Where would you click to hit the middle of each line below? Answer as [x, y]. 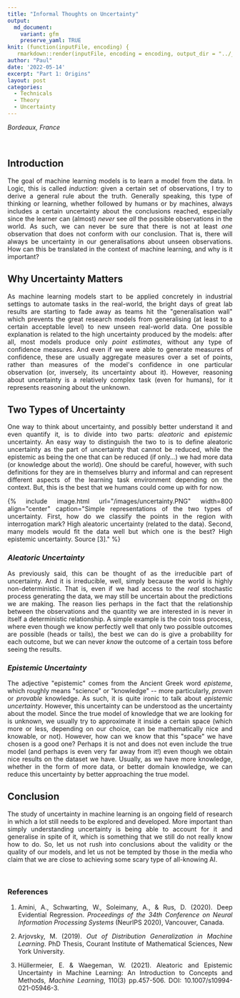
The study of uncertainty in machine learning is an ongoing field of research [120, 814]
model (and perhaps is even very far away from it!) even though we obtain [120, 751]
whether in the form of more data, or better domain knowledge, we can [120, 766]
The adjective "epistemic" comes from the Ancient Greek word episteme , [120, 683]
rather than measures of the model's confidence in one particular [120, 364]
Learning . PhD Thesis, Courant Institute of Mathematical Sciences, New [125, 944]
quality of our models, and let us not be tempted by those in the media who [120, 852]
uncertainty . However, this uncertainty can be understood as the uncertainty [120, 706]
